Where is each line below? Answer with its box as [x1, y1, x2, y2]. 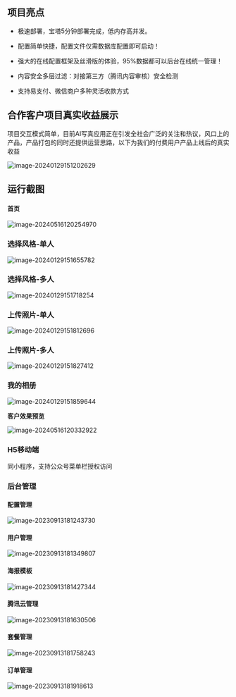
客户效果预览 [7, 412, 44, 420]
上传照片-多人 [7, 345, 54, 355]
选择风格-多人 [7, 274, 54, 284]
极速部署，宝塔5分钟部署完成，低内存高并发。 [17, 27, 151, 35]
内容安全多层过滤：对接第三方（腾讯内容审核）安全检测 [17, 71, 178, 80]
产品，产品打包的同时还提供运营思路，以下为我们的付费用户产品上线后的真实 [7, 138, 230, 147]
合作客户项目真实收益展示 [7, 109, 118, 121]
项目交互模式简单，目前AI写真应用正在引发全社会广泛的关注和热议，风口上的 [7, 129, 230, 137]
